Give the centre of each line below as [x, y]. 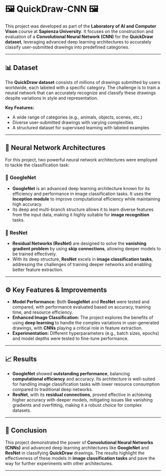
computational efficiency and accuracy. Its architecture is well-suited [84, 379]
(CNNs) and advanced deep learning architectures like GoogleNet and [77, 447]
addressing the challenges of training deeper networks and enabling [82, 265]
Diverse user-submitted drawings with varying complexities [73, 122]
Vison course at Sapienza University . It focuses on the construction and [79, 31]
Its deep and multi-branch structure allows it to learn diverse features [83, 209]
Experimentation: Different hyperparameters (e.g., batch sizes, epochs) [86, 333]
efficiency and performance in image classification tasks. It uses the [82, 194]
